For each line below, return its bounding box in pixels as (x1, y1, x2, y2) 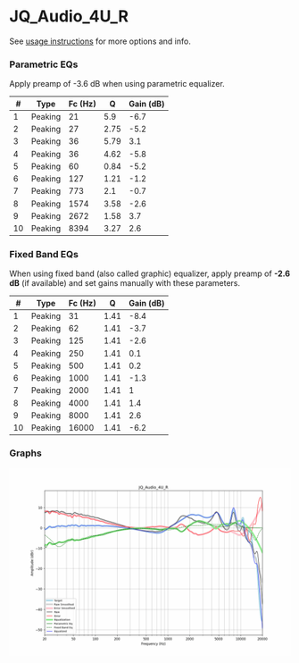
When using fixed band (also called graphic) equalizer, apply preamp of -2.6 (9, 268, 291, 279)
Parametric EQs (9, 58, 79, 71)
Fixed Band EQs (9, 248, 79, 260)
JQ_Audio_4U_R (9, 6, 129, 27)
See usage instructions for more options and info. (9, 36, 192, 46)
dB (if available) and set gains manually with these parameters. (9, 278, 241, 289)
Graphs (9, 447, 42, 459)
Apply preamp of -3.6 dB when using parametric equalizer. (9, 79, 225, 89)
